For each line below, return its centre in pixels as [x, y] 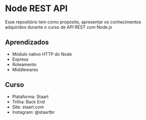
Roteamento [24, 64]
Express [20, 59]
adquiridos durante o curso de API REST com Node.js [59, 27]
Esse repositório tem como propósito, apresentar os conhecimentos [73, 22]
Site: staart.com [28, 107]
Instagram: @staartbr [33, 112]
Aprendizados [27, 43]
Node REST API [36, 9]
